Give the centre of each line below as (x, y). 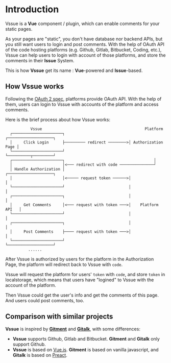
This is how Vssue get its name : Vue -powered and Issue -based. (74, 70)
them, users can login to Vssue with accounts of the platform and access (82, 104)
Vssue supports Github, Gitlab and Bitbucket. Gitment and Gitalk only (86, 338)
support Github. (29, 344)
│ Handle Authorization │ (38, 169)
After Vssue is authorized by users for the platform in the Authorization (80, 259)
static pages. (19, 29)
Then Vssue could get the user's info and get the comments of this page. (82, 295)
